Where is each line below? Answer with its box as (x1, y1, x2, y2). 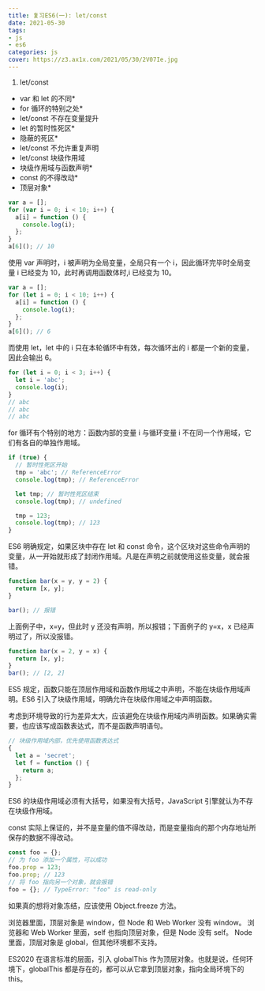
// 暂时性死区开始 (15, 461, 68, 469)
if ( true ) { (8, 454, 47, 462)
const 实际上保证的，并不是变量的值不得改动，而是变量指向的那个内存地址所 (8, 823, 256, 833)
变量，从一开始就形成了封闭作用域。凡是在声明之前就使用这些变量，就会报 (8, 551, 250, 562)
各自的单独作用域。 (21, 438, 84, 448)
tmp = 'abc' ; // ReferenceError (15, 468, 122, 476)
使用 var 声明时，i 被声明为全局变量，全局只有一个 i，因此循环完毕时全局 (8, 258, 244, 267)
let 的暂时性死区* (19, 123, 75, 133)
